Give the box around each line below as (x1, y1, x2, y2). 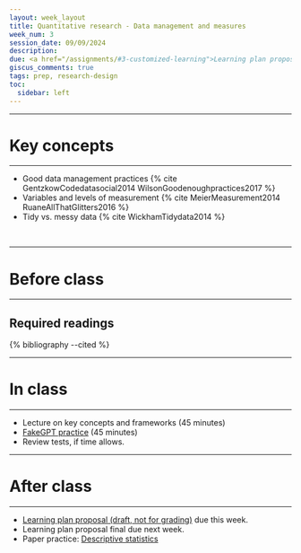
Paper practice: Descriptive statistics (21, 533, 159, 544)
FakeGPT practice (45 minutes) (21, 427, 138, 438)
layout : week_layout (9, 13, 87, 22)
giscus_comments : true (9, 64, 94, 73)
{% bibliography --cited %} (9, 339, 110, 350)
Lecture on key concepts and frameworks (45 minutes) (21, 417, 226, 428)
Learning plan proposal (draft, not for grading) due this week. (21, 514, 249, 525)
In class (9, 379, 68, 399)
